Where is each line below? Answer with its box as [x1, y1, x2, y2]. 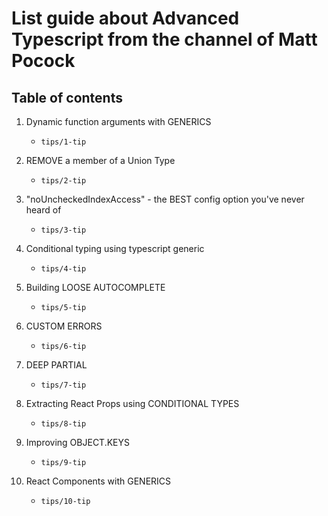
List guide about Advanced [11, 7, 240, 30]
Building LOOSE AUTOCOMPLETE [25, 282, 166, 293]
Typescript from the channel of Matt [11, 28, 318, 51]
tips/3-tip [40, 225, 87, 235]
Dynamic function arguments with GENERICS [25, 116, 212, 127]
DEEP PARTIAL [25, 359, 88, 371]
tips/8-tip [40, 419, 87, 429]
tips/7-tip [40, 380, 87, 390]
